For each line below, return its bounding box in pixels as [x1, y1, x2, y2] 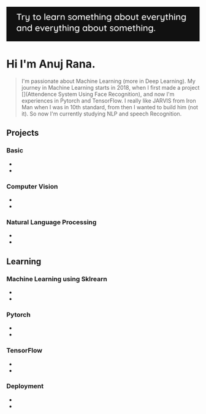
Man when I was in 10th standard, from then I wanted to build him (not [21, 104, 198, 111]
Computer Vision [6, 182, 58, 190]
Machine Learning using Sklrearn [6, 275, 107, 283]
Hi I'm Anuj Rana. [6, 57, 96, 71]
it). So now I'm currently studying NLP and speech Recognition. [21, 110, 182, 117]
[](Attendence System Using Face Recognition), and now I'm [21, 90, 175, 98]
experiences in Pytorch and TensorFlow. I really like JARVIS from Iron [21, 97, 196, 104]
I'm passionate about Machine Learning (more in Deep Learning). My [21, 77, 196, 85]
